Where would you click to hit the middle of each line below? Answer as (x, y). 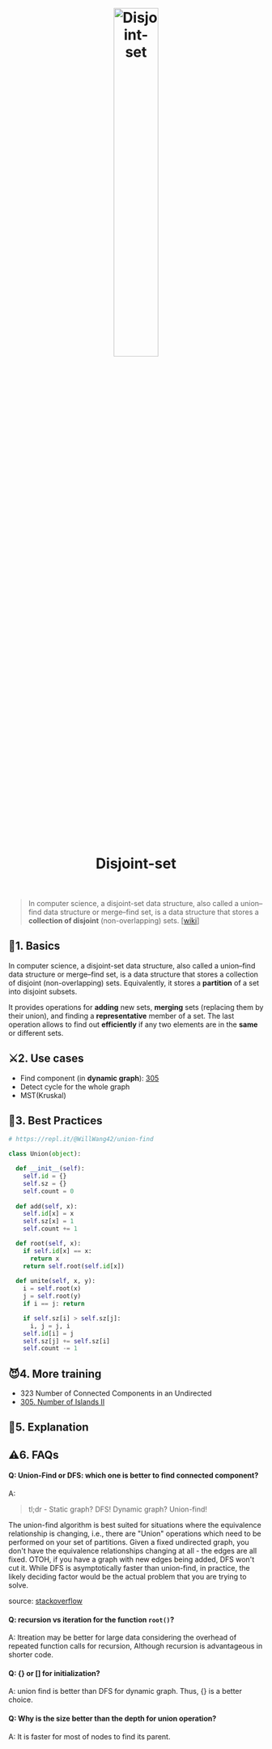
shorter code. (31, 1655)
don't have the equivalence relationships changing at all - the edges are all (133, 1551)
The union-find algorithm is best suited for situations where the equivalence (135, 1525)
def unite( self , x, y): (55, 1281)
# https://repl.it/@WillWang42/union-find (81, 1140)
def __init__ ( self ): (50, 1169)
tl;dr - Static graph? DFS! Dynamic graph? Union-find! (118, 1509)
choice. (21, 1700)
